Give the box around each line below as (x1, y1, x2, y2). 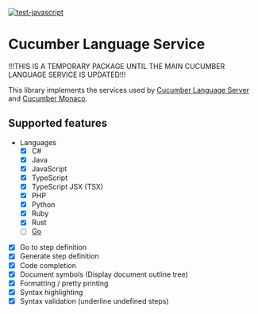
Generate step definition (19, 251, 99, 261)
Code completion (19, 260, 77, 270)
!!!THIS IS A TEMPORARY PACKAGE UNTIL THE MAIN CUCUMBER (8, 61, 225, 71)
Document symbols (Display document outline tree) (19, 270, 189, 279)
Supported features (8, 117, 108, 130)
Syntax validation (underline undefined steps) (19, 296, 169, 305)
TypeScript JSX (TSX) (31, 182, 104, 191)
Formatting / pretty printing (19, 278, 109, 288)
